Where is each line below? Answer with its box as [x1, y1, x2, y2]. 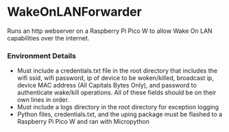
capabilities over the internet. [7, 34, 90, 42]
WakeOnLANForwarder [7, 4, 142, 20]
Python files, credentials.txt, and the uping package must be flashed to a [16, 110, 223, 118]
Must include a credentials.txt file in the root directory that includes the [16, 66, 218, 75]
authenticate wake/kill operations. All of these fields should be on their [16, 88, 217, 96]
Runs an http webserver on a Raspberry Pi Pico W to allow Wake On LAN [7, 27, 213, 35]
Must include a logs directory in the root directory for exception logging [16, 103, 219, 111]
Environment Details [7, 51, 77, 60]
